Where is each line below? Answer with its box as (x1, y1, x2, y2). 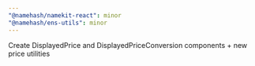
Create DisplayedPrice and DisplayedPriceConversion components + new (8, 40, 248, 49)
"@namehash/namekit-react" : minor (8, 11, 122, 20)
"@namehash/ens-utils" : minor (8, 19, 108, 27)
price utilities (8, 49, 51, 58)
